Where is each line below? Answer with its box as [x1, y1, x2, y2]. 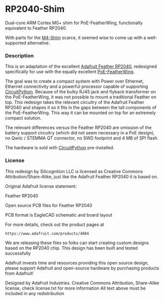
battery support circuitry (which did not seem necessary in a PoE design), [5, 130, 155, 136]
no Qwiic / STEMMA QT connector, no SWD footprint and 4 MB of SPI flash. [5, 135, 159, 141]
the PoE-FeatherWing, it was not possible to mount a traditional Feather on [5, 94, 157, 100]
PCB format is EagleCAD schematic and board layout [5, 212, 112, 218]
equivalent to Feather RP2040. [5, 25, 67, 31]
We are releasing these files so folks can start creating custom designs [5, 240, 149, 246]
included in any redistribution [5, 290, 65, 296]
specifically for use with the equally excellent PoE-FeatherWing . [5, 69, 135, 75]
